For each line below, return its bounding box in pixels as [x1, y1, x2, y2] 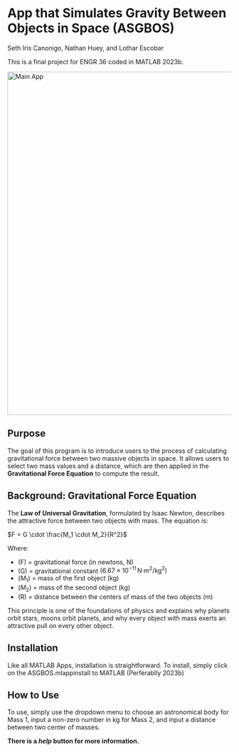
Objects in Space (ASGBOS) [7, 20, 175, 36]
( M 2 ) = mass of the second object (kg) [17, 583, 131, 593]
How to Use [7, 689, 60, 701]
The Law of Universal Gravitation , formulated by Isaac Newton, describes [7, 508, 225, 517]
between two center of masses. [7, 723, 100, 731]
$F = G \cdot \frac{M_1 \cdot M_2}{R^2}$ [7, 530, 127, 538]
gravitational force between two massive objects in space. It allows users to [7, 454, 230, 462]
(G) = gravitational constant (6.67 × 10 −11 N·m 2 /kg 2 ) [17, 565, 168, 575]
